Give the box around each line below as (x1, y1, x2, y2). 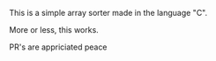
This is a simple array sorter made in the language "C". (9, 8, 208, 18)
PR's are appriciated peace (9, 42, 108, 52)
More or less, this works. (9, 25, 99, 34)
